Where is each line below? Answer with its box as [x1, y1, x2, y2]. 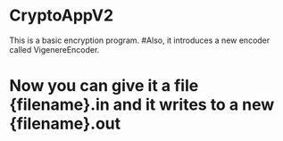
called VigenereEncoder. [9, 44, 100, 54]
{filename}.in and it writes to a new [9, 95, 275, 115]
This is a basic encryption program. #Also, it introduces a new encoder [9, 35, 271, 46]
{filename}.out [9, 113, 121, 134]
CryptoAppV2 [9, 5, 114, 26]
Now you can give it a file [9, 76, 199, 96]
